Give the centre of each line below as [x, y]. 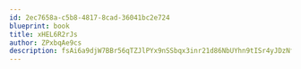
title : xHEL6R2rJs [43, 34]
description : [34, 51]
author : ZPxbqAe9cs [46, 43]
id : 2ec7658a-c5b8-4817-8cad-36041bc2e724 [90, 17]
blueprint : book [39, 26]
